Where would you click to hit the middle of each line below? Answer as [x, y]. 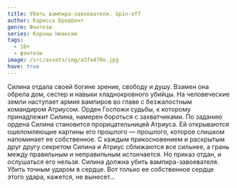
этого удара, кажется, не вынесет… [61, 177]
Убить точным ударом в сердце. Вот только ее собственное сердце [111, 169]
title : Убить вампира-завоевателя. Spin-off [74, 14]
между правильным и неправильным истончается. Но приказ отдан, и [115, 154]
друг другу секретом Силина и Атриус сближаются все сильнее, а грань [118, 146]
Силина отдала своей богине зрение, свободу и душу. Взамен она [108, 86]
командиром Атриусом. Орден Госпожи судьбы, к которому [99, 109]
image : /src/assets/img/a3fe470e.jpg [63, 60]
